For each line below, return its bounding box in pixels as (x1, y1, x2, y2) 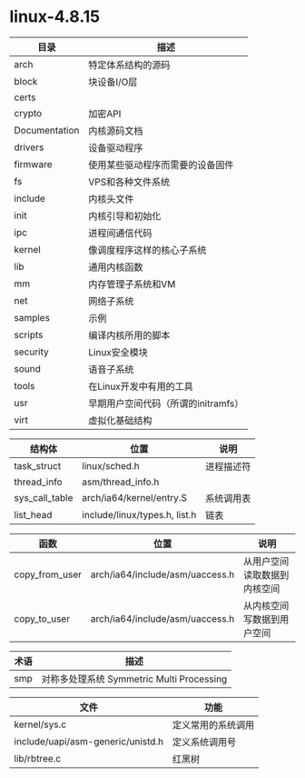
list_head (14, 508, 53, 521)
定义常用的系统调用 (172, 718, 255, 731)
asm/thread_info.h (81, 475, 160, 488)
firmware (14, 157, 53, 170)
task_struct (14, 459, 62, 472)
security (14, 345, 49, 358)
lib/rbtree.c (14, 752, 62, 764)
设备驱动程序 (88, 141, 143, 154)
